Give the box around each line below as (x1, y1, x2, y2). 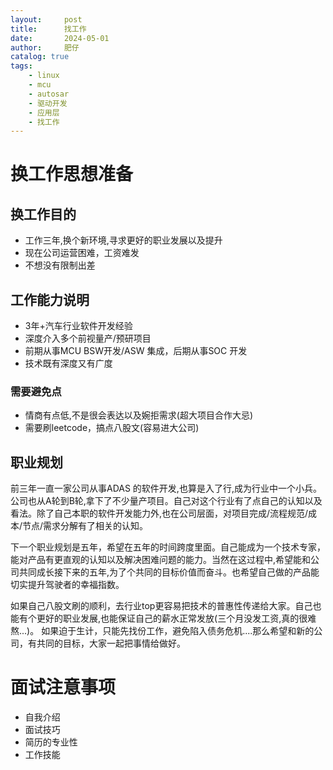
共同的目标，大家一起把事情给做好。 (36, 637, 186, 650)
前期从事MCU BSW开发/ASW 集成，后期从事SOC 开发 (24, 345, 248, 357)
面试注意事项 (10, 676, 117, 699)
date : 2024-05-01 (10, 33, 110, 43)
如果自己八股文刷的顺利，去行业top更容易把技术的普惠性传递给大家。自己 (10, 600, 313, 612)
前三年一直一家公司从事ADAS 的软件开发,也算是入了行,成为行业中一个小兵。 (10, 482, 322, 495)
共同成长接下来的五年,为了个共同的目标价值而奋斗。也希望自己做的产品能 (18, 566, 320, 578)
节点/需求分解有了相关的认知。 (22, 520, 149, 532)
